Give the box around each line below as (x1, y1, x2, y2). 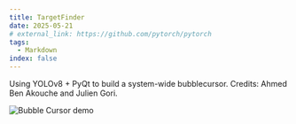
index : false (9, 54, 58, 63)
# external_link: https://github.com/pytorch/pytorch (9, 29, 213, 38)
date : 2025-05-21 (9, 21, 74, 30)
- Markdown (17, 46, 58, 55)
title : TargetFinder (9, 12, 86, 22)
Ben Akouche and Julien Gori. (9, 88, 118, 98)
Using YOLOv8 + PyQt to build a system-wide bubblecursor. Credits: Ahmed (9, 79, 288, 89)
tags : (9, 37, 29, 47)
